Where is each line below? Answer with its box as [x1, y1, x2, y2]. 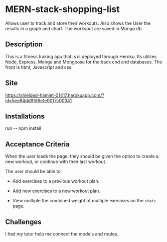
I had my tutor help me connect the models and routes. [5, 231, 119, 237]
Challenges [5, 217, 42, 226]
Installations [5, 112, 45, 120]
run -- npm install [5, 125, 41, 131]
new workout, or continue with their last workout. [5, 158, 107, 165]
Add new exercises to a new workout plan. [12, 188, 100, 194]
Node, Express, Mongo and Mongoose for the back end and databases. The [5, 59, 162, 65]
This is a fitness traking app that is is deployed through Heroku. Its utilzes [5, 53, 157, 59]
